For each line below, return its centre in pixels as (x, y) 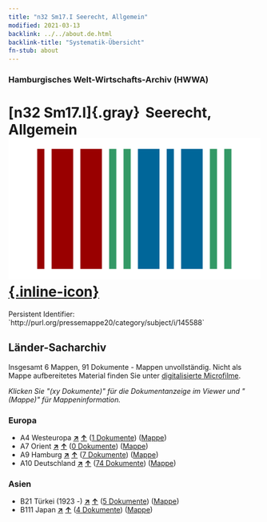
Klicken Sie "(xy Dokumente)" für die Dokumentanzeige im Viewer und (124, 391)
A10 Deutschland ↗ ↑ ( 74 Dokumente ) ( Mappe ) (98, 464)
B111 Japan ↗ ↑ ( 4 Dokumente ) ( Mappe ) (86, 510)
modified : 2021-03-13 (44, 25)
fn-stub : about (34, 51)
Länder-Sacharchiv (57, 348)
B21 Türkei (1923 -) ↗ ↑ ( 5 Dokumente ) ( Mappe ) (100, 501)
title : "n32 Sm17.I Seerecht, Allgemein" (78, 17)
